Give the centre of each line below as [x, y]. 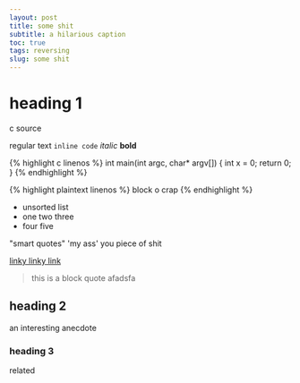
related [22, 370]
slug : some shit [39, 59]
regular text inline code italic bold [73, 145]
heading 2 [38, 306]
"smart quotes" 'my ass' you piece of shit [86, 243]
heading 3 [32, 351]
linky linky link [35, 260]
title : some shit [42, 26]
